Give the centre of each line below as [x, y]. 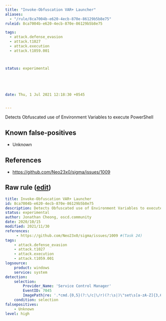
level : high [17, 314]
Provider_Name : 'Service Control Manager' [67, 286]
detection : [16, 277]
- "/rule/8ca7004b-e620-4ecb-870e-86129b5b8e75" [61, 19]
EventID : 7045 [37, 291]
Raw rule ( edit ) [28, 187]
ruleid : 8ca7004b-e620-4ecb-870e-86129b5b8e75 [54, 23]
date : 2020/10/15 [23, 222]
